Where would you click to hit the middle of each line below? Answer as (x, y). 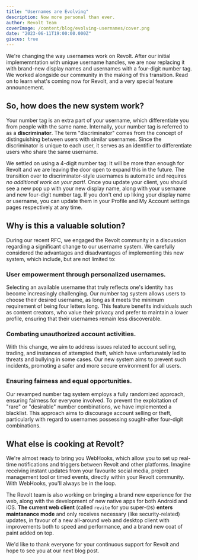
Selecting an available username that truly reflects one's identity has (90, 287)
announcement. (25, 87)
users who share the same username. (52, 152)
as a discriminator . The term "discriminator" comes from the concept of (94, 133)
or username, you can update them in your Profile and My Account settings (98, 201)
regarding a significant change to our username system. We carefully (91, 246)
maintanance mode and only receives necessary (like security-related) (93, 514)
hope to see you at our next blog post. (53, 551)
